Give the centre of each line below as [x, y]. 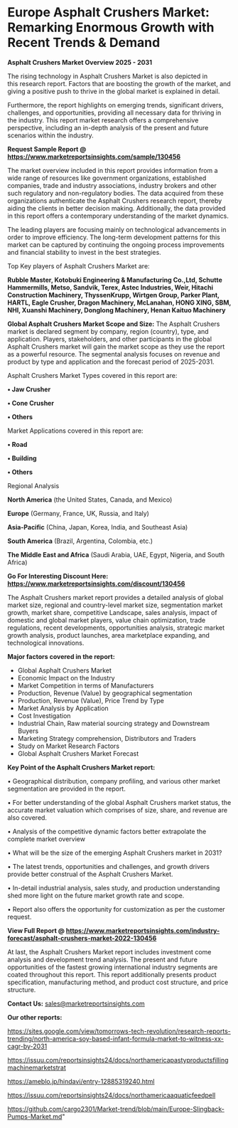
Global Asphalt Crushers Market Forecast [78, 753]
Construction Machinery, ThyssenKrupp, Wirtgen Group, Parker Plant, [114, 295]
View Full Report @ [36, 930]
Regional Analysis [33, 485]
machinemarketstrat [37, 1068]
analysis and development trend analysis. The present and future [102, 959]
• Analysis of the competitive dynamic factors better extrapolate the [107, 831]
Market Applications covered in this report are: [75, 431]
